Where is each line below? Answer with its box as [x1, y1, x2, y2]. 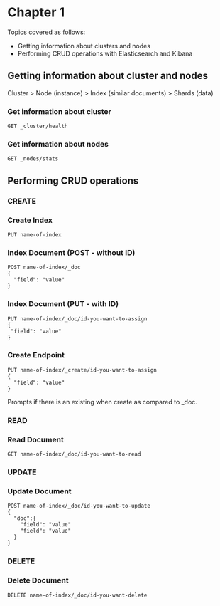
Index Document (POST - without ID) [7, 247, 136, 257]
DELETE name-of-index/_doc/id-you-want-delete [7, 592, 148, 599]
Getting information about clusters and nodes [17, 41, 151, 50]
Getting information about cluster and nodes [7, 70, 208, 82]
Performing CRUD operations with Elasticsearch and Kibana [17, 49, 193, 58]
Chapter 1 [7, 4, 65, 21]
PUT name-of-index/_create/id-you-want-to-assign [7, 366, 158, 374]
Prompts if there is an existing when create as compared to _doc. [7, 397, 197, 406]
